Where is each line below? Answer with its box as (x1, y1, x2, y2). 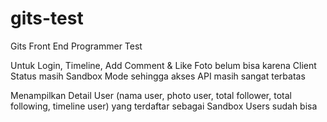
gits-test (10, 7, 84, 30)
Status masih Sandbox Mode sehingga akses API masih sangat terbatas (10, 70, 306, 82)
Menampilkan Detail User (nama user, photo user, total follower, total (10, 89, 292, 101)
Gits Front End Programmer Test (10, 40, 143, 52)
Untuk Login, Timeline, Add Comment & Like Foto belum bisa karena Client (10, 59, 317, 71)
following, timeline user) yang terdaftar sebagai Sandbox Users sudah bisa (10, 100, 318, 112)
